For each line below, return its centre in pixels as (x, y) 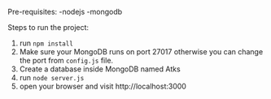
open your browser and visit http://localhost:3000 (103, 86)
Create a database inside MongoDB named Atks (100, 69)
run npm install (46, 43)
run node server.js (52, 77)
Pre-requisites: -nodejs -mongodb (65, 12)
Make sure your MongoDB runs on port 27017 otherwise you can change (141, 52)
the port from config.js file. (66, 60)
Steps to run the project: (48, 27)
